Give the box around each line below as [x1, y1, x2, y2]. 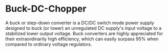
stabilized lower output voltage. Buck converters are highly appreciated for [5, 30, 163, 36]
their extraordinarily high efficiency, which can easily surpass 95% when [5, 36, 159, 42]
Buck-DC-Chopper [5, 3, 87, 15]
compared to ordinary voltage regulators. [5, 41, 92, 47]
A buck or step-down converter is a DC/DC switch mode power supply [5, 20, 155, 26]
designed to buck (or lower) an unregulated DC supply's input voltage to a [5, 25, 162, 31]
